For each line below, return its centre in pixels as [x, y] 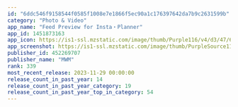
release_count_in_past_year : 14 [55, 79]
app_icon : [22, 40]
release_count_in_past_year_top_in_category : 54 [80, 92]
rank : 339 [22, 66]
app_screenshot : [31, 46]
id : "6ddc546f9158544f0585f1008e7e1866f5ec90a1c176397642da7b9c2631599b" [119, 14]
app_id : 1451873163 [36, 33]
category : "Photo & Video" [47, 20]
